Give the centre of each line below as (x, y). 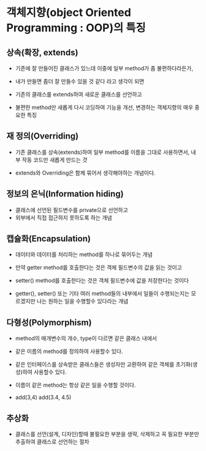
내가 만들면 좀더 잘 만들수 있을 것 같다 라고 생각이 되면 (80, 81)
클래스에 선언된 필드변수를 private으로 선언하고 (72, 210)
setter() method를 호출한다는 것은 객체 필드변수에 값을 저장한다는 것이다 (102, 281)
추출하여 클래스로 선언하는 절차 (52, 442)
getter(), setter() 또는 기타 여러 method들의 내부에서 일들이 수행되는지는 (102, 294)
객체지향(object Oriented (69, 13)
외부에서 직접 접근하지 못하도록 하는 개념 (63, 218)
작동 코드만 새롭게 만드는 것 (55, 159)
